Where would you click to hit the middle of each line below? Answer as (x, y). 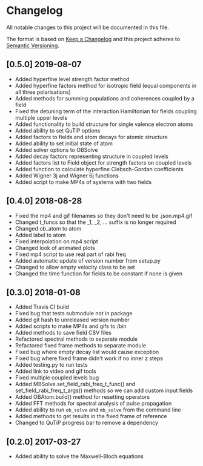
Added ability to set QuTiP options (58, 130)
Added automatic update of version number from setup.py (88, 260)
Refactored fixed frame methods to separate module (81, 346)
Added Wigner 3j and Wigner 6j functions (67, 176)
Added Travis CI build (42, 307)
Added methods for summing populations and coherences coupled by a (105, 98)
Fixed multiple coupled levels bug (57, 378)
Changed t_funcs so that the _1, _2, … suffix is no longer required (96, 222)
